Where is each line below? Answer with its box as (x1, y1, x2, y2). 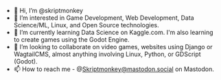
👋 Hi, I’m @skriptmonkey (13, 7, 84, 14)
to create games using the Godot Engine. (13, 36, 130, 44)
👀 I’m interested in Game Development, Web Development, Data (13, 14, 194, 22)
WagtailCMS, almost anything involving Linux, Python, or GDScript (13, 50, 201, 58)
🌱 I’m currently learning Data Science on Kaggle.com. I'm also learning (13, 28, 214, 36)
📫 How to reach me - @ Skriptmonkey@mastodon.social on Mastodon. (13, 65, 215, 73)
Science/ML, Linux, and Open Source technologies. (13, 21, 159, 29)
